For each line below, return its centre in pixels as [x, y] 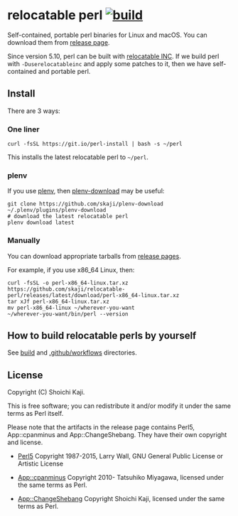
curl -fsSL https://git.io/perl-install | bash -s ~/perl [95, 144]
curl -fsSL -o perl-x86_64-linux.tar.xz [68, 283]
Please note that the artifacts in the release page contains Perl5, [101, 427]
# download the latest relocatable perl [68, 217]
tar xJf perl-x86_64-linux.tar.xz [59, 301]
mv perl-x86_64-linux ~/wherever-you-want [71, 308]
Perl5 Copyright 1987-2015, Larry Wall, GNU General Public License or [120, 456]
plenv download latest [41, 223]
